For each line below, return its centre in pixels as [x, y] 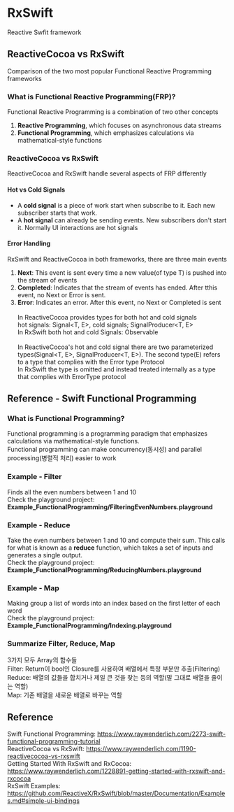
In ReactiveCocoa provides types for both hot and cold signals [107, 317]
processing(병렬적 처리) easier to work [62, 458]
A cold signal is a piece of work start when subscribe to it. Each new [116, 205]
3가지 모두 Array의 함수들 [42, 660]
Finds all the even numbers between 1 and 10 [72, 492]
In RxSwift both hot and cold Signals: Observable [88, 332]
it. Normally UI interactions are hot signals [78, 227]
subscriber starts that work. [57, 213]
